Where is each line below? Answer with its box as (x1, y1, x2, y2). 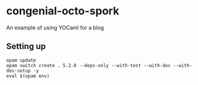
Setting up (6, 41, 46, 51)
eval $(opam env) (6, 73, 50, 79)
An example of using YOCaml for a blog (6, 24, 104, 31)
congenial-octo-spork (6, 4, 119, 18)
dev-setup (6, 68, 31, 74)
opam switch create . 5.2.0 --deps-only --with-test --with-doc (6, 62, 171, 68)
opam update (6, 57, 36, 63)
